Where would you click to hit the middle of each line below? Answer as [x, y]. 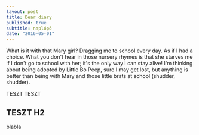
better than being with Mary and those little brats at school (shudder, [91, 76]
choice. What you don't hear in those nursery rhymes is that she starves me [99, 57]
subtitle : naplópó [29, 28]
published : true [26, 23]
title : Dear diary [29, 17]
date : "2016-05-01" [30, 34]
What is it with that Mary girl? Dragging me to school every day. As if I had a [99, 51]
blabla [14, 127]
